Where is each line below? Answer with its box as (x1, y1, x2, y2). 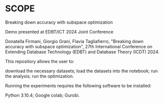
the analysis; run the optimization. (5, 73, 74, 79)
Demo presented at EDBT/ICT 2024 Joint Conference (5, 29, 114, 34)
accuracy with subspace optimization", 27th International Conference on (5, 43, 153, 49)
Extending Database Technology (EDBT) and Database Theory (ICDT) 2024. (5, 49, 160, 55)
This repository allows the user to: (5, 58, 75, 64)
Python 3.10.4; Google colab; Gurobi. (5, 92, 80, 98)
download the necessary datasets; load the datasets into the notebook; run (5, 68, 158, 74)
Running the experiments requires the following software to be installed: (5, 82, 152, 89)
